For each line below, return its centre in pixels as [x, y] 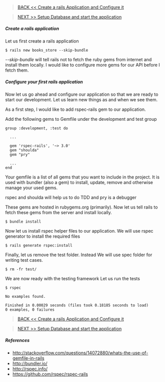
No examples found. [25, 296]
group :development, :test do [37, 128]
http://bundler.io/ [30, 363]
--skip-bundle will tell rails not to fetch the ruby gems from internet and [78, 59]
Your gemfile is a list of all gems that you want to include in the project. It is [82, 177]
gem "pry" [20, 154]
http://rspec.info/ [30, 368]
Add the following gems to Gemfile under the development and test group [81, 119]
